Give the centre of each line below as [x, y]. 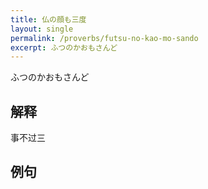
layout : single [42, 29]
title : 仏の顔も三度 [48, 19]
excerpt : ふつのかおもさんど [64, 47]
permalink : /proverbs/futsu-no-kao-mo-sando [104, 38]
